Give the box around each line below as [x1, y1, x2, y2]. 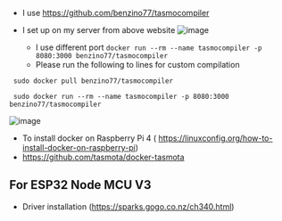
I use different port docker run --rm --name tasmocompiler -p [35, 42, 262, 53]
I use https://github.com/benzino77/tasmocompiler [21, 8, 210, 18]
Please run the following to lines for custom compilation [35, 60, 240, 70]
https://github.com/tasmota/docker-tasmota [21, 151, 185, 162]
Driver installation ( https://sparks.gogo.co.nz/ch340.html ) [21, 201, 235, 212]
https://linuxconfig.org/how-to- [158, 133, 273, 143]
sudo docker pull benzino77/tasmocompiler [12, 77, 174, 86]
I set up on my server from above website [21, 25, 176, 35]
